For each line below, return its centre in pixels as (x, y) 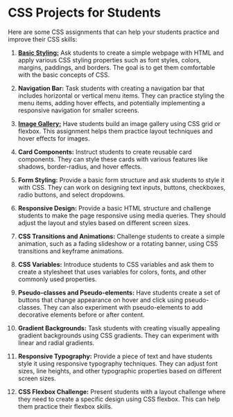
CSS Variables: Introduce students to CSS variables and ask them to (116, 264)
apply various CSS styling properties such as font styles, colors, (110, 60)
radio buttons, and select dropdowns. (71, 195)
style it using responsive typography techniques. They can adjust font (118, 363)
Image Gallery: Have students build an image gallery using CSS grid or (119, 123)
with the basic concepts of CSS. (64, 75)
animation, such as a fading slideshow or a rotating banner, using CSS (118, 243)
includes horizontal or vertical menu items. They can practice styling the (121, 96)
